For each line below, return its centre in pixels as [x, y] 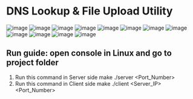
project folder [33, 62]
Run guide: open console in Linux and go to [89, 53]
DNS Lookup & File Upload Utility [90, 11]
